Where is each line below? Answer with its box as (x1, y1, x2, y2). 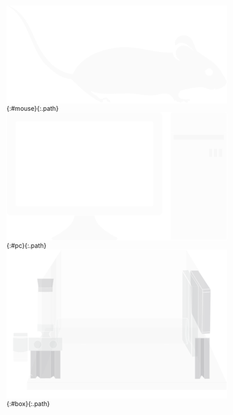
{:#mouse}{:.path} (6, 104, 59, 112)
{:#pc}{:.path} (6, 241, 47, 250)
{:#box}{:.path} (6, 399, 50, 408)
